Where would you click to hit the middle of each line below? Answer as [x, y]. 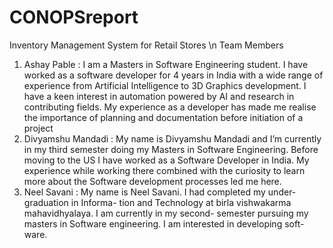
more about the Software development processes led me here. [152, 181]
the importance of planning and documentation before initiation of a [163, 117]
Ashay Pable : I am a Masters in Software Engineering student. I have [166, 64]
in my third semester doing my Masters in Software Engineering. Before [171, 149]
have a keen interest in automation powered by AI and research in [159, 96]
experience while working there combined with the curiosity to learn [164, 170]
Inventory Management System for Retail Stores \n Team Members [146, 45]
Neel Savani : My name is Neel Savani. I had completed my [144, 192]
